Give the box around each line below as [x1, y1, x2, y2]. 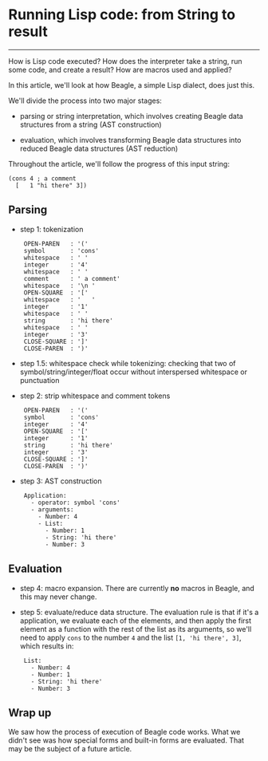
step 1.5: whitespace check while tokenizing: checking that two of [19, 358, 236, 368]
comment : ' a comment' [23, 274, 121, 282]
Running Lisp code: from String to [8, 6, 236, 24]
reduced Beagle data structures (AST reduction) [19, 144, 179, 153]
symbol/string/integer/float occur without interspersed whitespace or [19, 367, 247, 377]
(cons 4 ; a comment [8, 174, 77, 183]
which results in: [19, 641, 74, 651]
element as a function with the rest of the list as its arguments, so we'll [19, 624, 252, 633]
